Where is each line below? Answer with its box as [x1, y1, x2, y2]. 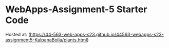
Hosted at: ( [5, 31, 30, 37]
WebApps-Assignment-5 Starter [5, 4, 147, 15]
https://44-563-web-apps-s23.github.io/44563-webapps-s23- [30, 31, 164, 37]
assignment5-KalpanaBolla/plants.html [5, 37, 87, 43]
